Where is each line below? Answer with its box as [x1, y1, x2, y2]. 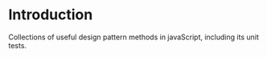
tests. [8, 40, 27, 50]
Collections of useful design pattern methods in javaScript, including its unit [8, 32, 259, 42]
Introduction [8, 6, 93, 24]
